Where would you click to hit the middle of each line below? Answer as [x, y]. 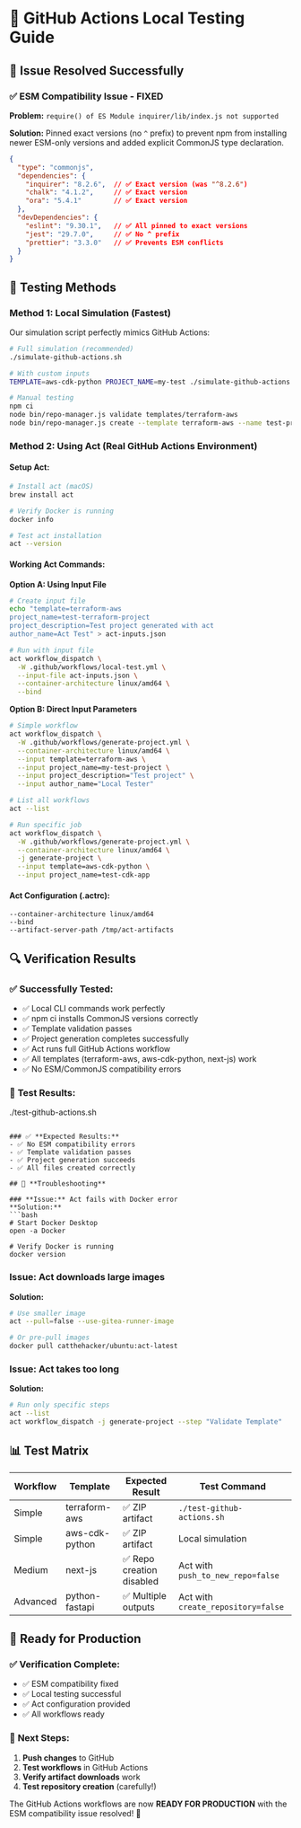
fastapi [80, 1607]
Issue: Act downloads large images [87, 1277]
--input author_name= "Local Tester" [86, 784]
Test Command [233, 1486]
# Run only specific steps [60, 1405]
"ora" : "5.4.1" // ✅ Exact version [107, 201]
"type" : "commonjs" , [56, 167]
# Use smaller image [48, 1313]
